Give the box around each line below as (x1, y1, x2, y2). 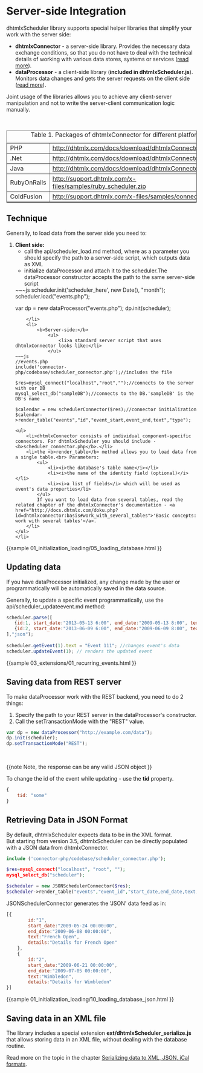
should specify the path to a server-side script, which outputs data (24, 254, 190, 261)
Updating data (6, 562, 62, 573)
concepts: (172, 513, 197, 519)
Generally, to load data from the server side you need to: (6, 229, 147, 237)
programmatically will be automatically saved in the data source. (6, 584, 166, 592)
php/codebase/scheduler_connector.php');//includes (14, 369, 148, 375)
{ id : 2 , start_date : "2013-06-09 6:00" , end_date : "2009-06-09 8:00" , (14, 626, 188, 632)
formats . (6, 1060, 27, 1068)
